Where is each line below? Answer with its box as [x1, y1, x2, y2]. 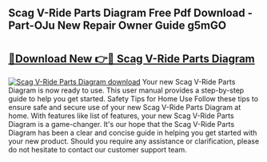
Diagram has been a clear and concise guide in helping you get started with [8, 128, 257, 137]
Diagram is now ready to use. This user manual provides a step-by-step [8, 85, 245, 95]
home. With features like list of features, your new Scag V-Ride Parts [8, 111, 234, 121]
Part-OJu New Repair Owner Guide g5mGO [8, 19, 226, 33]
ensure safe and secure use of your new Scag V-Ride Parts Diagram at [8, 103, 241, 112]
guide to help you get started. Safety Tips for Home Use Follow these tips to [8, 94, 258, 103]
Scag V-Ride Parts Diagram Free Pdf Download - [8, 6, 253, 20]
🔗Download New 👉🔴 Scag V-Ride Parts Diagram [8, 52, 256, 65]
